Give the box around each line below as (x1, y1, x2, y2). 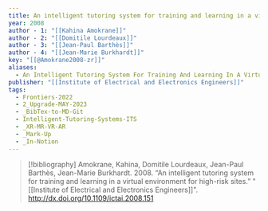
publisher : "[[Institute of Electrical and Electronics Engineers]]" (8, 78, 245, 86)
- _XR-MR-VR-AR (15, 123, 66, 131)
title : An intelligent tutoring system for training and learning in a (8, 11, 251, 20)
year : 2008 (8, 19, 45, 27)
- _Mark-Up (15, 130, 52, 138)
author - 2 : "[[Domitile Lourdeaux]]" (8, 33, 137, 42)
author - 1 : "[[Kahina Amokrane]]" (8, 26, 127, 34)
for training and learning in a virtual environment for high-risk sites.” (27, 176, 251, 186)
